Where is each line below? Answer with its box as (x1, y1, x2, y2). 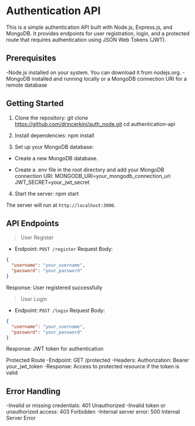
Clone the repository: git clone (14, 114, 88, 121)
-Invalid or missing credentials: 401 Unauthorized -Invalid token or (6, 402, 166, 409)
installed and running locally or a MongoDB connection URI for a (31, 75, 187, 82)
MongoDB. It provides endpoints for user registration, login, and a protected (6, 29, 190, 37)
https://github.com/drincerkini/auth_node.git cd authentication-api (14, 120, 176, 127)
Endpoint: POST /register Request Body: (14, 246, 113, 253)
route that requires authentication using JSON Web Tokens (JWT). (6, 36, 166, 43)
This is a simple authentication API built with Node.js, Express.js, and (6, 24, 173, 31)
